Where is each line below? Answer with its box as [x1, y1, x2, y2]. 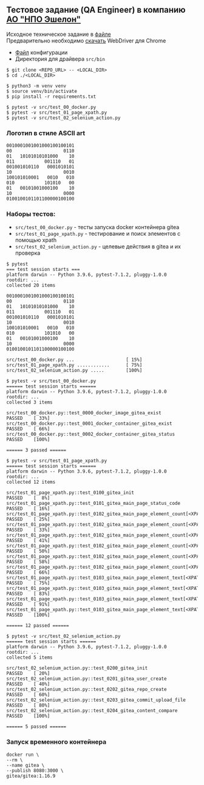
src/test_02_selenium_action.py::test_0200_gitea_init [6, 665, 148, 671]
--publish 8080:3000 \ [6, 767, 64, 773]
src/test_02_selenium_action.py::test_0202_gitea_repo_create [6, 687, 167, 693]
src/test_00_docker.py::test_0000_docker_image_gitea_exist [6, 410, 162, 416]
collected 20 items [6, 283, 56, 289]
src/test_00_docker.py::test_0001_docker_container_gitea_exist [6, 420, 172, 427]
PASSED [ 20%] [6, 671, 50, 677]
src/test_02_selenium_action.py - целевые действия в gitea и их [15, 243, 181, 250]
